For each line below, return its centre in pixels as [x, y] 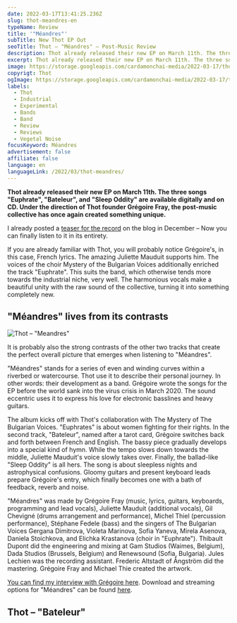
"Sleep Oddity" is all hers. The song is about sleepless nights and [102, 465]
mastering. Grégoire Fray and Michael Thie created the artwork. [100, 569]
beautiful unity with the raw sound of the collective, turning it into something [118, 286]
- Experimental [36, 106]
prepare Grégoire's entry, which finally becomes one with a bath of [105, 480]
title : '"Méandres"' [38, 34]
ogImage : [20, 80]
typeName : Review [33, 27]
